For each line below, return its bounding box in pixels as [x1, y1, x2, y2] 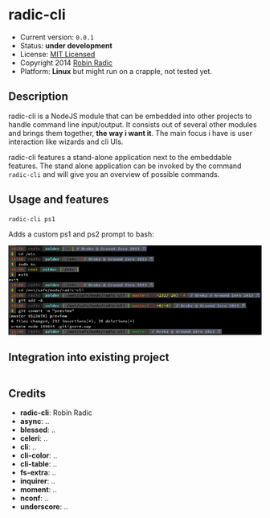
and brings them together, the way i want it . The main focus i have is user [8, 128, 253, 138]
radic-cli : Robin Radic [19, 408, 92, 417]
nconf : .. [19, 493, 49, 504]
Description [8, 90, 68, 104]
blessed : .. [19, 425, 56, 435]
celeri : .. [19, 434, 48, 443]
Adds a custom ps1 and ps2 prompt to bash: [8, 229, 154, 239]
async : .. [19, 417, 50, 426]
